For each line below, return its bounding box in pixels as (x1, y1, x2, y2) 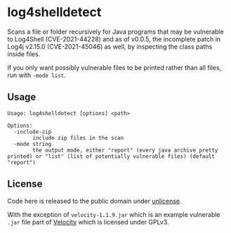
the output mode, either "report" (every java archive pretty (32, 147, 218, 154)
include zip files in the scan (32, 134, 124, 141)
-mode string (13, 140, 52, 147)
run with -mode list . (7, 71, 67, 79)
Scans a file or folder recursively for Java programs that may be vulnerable (7, 27, 224, 36)
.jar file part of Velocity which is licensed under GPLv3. (7, 218, 170, 226)
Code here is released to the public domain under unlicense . (7, 197, 182, 205)
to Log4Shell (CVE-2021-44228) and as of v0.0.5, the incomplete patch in (7, 34, 221, 43)
